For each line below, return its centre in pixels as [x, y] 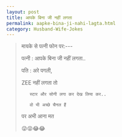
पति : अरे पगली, [37, 71]
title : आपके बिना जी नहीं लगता [39, 18]
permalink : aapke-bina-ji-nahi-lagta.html [61, 23]
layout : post [23, 12]
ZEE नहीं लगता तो [39, 83]
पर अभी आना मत [38, 116]
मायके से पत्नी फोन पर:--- [47, 46]
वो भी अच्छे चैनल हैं [48, 105]
